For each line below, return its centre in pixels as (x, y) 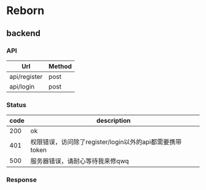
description (113, 121)
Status (16, 104)
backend (24, 33)
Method (60, 66)
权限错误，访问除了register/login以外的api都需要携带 (106, 142)
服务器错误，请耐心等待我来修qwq (80, 161)
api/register (26, 76)
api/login (22, 86)
